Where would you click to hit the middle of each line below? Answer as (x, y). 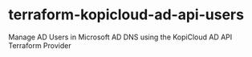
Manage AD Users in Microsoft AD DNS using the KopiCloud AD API (120, 37)
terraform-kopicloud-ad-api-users (126, 15)
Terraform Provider (40, 45)
